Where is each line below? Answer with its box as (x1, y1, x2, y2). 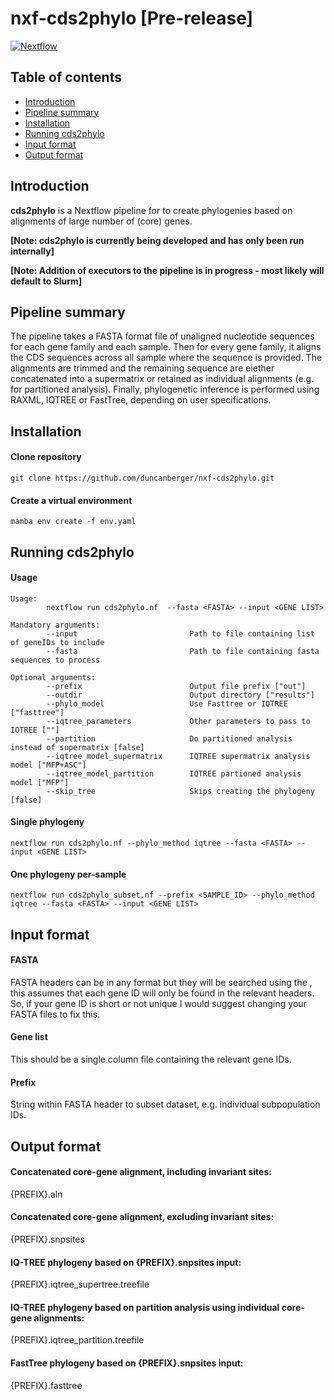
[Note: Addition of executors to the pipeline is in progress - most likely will (10, 264, 325, 276)
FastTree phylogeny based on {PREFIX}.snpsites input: (10, 1357, 244, 1369)
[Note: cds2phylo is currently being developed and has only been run (10, 234, 305, 246)
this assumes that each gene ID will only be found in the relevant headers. (10, 987, 315, 999)
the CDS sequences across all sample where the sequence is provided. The (10, 352, 323, 364)
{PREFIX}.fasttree (10, 1379, 83, 1391)
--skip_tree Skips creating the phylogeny (46, 786, 315, 796)
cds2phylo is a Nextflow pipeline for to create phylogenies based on (10, 204, 293, 216)
